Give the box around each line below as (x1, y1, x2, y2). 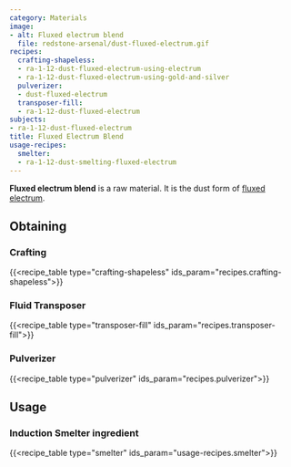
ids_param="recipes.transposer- (153, 320, 276, 331)
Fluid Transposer (9, 299, 86, 312)
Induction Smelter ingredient (9, 427, 139, 440)
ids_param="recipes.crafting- (171, 266, 282, 278)
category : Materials (9, 13, 88, 23)
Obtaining (9, 218, 67, 233)
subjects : (9, 115, 47, 124)
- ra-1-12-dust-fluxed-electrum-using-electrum (17, 65, 202, 74)
